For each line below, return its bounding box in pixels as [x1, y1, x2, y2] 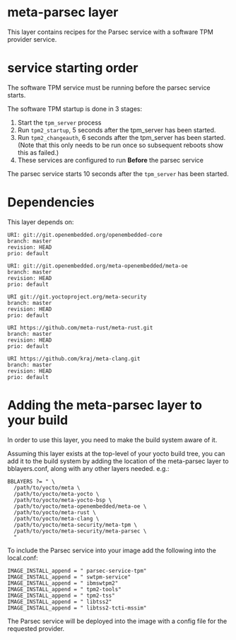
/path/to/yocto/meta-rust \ [13, 508, 97, 516]
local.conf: [7, 553, 39, 562]
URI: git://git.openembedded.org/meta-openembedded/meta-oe [7, 262, 189, 269]
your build [7, 412, 69, 428]
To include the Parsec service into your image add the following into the [7, 546, 217, 554]
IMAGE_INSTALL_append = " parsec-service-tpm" [7, 567, 147, 574]
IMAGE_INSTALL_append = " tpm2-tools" [7, 586, 122, 593]
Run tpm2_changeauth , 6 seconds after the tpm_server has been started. [17, 133, 226, 141]
